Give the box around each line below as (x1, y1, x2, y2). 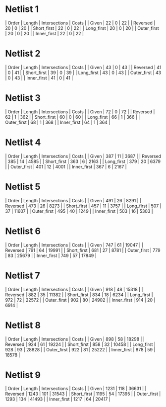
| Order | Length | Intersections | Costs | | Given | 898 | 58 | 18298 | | (5, 336, 145, 342)
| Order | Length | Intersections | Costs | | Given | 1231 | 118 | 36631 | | (5, 386, 147, 392)
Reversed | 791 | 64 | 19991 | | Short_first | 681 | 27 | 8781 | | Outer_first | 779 (5, 247, 161, 253)
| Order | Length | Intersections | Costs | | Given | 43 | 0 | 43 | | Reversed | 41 (5, 64, 162, 70)
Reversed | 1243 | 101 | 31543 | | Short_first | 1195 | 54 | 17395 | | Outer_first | (5, 391, 161, 397)
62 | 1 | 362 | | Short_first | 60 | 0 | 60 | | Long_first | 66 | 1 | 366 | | (5, 114, 140, 120)
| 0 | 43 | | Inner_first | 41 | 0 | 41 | (5, 75, 73, 81)
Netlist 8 (5, 320, 41, 331)
